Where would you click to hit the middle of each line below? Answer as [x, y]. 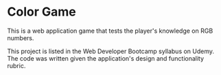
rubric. [16, 65]
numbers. [21, 37]
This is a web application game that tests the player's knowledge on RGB [110, 31]
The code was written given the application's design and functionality [106, 58]
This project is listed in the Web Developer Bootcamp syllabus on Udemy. [111, 51]
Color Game [42, 12]
